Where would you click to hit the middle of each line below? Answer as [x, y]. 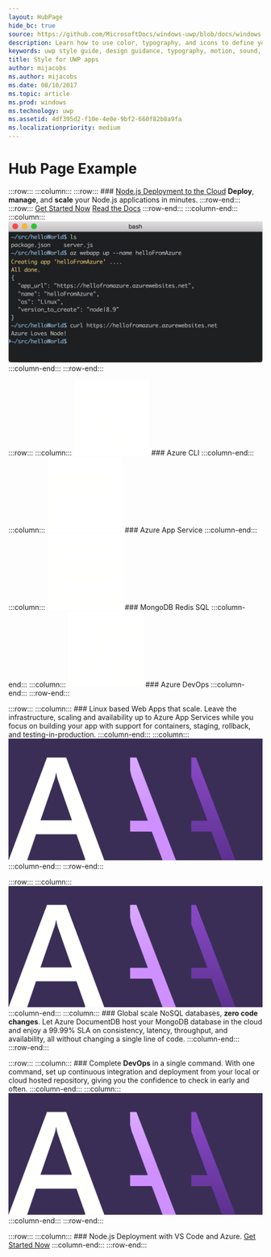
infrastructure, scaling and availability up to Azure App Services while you [131, 717]
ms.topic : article [39, 94]
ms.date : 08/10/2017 [43, 85]
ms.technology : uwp [41, 111]
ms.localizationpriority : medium [65, 128]
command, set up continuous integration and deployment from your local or [134, 1072]
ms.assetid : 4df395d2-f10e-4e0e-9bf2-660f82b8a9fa [95, 120]
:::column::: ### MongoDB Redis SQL [109, 607]
